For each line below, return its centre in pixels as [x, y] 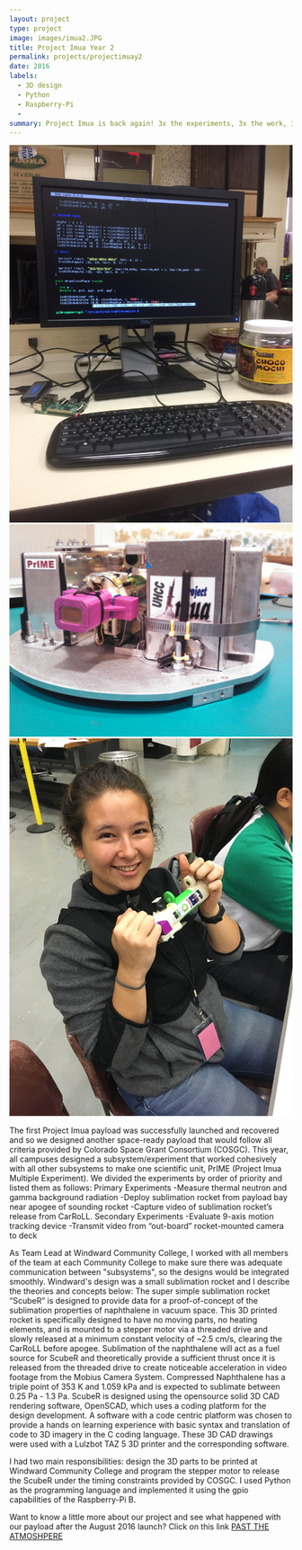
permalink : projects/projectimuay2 [76, 57]
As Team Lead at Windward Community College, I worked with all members [149, 1253]
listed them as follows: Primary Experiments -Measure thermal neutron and [148, 1188]
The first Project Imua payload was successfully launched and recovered [144, 1131]
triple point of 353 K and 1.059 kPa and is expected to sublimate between [145, 1387]
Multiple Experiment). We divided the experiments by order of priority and [146, 1179]
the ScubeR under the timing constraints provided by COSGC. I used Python [150, 1481]
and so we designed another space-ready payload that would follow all [141, 1140]
